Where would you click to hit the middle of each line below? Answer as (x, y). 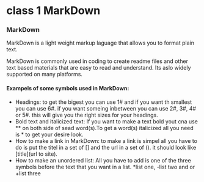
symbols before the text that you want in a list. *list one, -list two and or (105, 167)
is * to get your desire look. (49, 134)
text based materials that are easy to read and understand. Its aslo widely (99, 68)
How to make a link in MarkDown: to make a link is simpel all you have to (106, 140)
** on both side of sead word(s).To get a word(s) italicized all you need (104, 128)
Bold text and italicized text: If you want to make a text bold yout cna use (107, 121)
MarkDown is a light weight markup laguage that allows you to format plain (100, 43)
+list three (28, 173)
